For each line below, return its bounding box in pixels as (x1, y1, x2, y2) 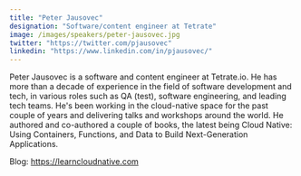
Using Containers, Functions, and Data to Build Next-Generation (9, 129, 248, 140)
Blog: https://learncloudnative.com (9, 156, 139, 167)
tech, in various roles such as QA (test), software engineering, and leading (9, 91, 287, 102)
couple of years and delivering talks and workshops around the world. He (9, 110, 284, 121)
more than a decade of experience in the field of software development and (9, 81, 292, 92)
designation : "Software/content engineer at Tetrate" (9, 22, 218, 31)
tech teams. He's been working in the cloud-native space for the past (9, 100, 269, 111)
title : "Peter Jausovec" (9, 13, 103, 23)
